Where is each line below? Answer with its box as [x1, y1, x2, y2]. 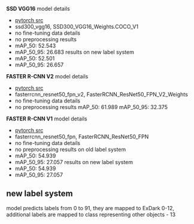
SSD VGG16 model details [6, 5, 70, 12]
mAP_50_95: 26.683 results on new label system [14, 49, 135, 56]
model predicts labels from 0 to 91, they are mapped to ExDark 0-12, [6, 204, 175, 211]
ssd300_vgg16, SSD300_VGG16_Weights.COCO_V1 [14, 23, 139, 30]
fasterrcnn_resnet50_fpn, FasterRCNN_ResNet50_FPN [14, 133, 149, 140]
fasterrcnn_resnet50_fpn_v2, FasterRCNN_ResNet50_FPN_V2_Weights [14, 91, 189, 98]
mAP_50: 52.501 [14, 55, 55, 62]
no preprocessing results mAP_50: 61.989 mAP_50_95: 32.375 [14, 104, 168, 110]
